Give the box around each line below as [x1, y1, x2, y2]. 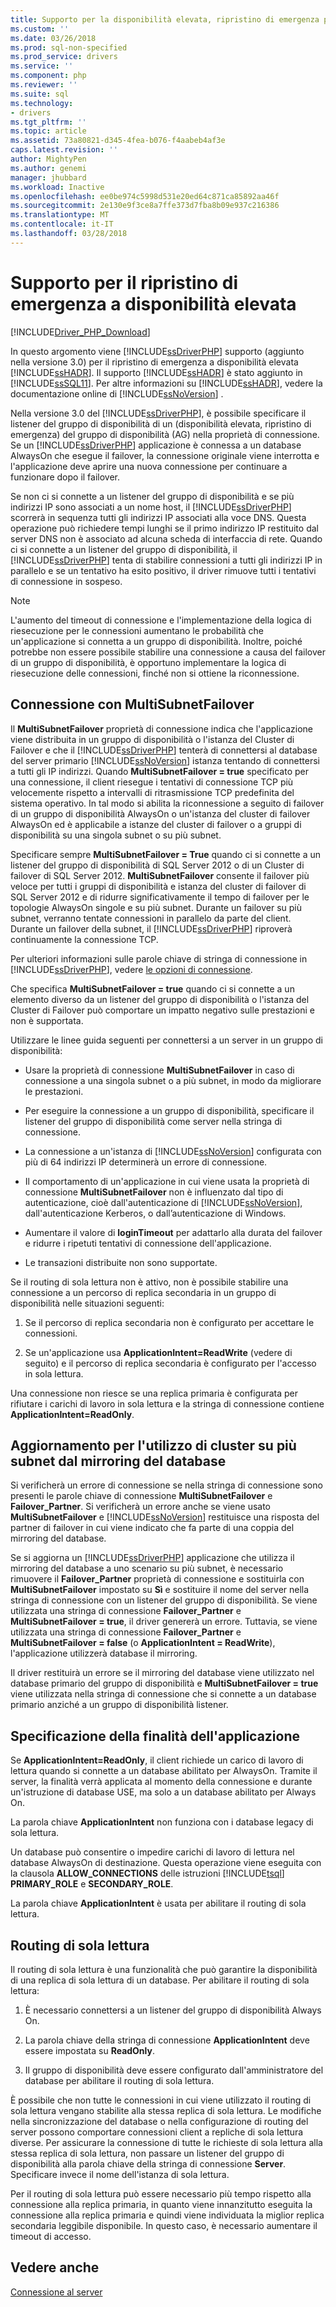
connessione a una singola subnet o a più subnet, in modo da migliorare [24, 1074, 322, 1086]
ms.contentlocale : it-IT [10, 219, 114, 230]
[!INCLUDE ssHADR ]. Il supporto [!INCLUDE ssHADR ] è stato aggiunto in [10, 366, 303, 378]
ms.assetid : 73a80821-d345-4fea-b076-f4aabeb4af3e [10, 136, 226, 146]
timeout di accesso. [10, 2230, 92, 2242]
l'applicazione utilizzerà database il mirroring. [10, 1647, 198, 1660]
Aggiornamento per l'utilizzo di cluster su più [10, 1437, 297, 1454]
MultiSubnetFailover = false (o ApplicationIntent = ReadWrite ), [10, 1637, 276, 1649]
